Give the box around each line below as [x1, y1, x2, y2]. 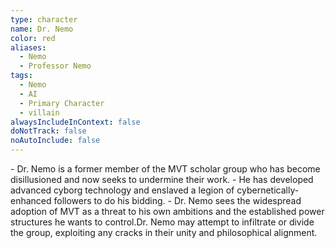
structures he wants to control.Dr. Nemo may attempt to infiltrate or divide [10, 216, 315, 228]
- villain [19, 107, 60, 118]
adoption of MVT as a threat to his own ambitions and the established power [10, 206, 325, 217]
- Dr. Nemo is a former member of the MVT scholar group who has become [10, 163, 321, 175]
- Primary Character [19, 98, 105, 108]
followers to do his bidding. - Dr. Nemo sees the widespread [53, 195, 302, 206]
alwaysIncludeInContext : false [10, 117, 141, 127]
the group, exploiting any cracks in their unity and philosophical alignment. [10, 227, 318, 238]
